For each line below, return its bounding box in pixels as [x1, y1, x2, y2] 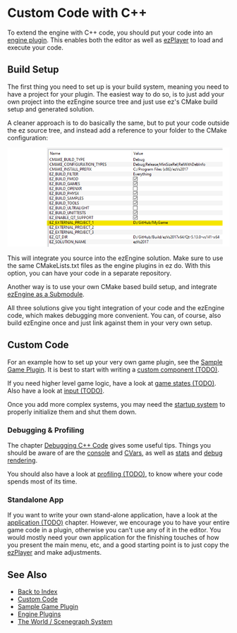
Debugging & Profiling [7, 425, 85, 435]
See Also [7, 569, 47, 581]
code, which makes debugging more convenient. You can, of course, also [7, 311, 221, 319]
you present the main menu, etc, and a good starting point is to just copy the [7, 541, 229, 549]
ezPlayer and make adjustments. [7, 548, 102, 557]
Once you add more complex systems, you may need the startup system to [7, 400, 226, 408]
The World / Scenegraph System [17, 617, 113, 626]
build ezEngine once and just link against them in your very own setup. [7, 319, 213, 327]
